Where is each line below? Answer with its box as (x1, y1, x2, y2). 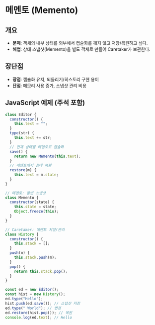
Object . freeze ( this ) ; (14, 209, 59, 214)
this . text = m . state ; (14, 172, 59, 177)
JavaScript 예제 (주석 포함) (5, 99, 85, 107)
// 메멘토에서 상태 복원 (9, 163, 52, 168)
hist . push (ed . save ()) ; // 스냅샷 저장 (5, 301, 80, 306)
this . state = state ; (14, 205, 57, 210)
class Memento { (5, 195, 39, 200)
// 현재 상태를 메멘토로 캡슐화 (9, 144, 64, 149)
